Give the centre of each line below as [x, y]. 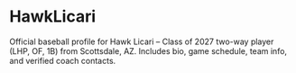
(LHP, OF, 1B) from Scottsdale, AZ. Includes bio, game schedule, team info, [148, 50]
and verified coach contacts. [63, 60]
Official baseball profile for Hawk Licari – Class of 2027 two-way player [142, 41]
